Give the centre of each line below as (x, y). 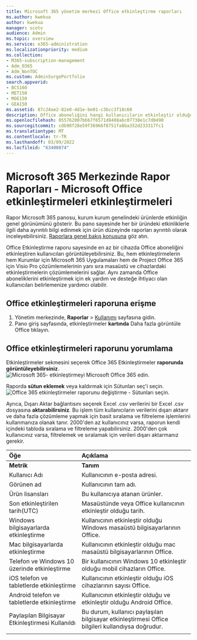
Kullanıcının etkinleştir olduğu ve (126, 595)
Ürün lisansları (29, 494)
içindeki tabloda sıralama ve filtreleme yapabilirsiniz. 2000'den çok (87, 429)
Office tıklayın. (32, 330)
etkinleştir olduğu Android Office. (127, 603)
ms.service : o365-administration (47, 45)
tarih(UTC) (24, 511)
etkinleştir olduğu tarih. (113, 511)
